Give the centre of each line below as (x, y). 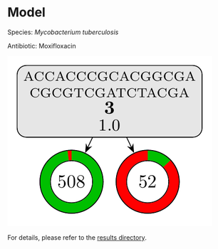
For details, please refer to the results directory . (77, 237)
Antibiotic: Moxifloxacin (42, 46)
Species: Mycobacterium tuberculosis (63, 32)
